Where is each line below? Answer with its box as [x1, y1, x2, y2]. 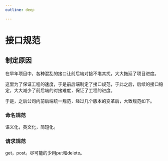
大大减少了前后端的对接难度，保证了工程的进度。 [14, 87, 115, 93]
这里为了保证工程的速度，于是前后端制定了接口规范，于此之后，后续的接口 [5, 81, 159, 87]
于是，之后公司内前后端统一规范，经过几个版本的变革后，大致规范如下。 [5, 98, 154, 104]
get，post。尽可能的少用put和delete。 [5, 150, 85, 156]
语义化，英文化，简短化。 [5, 123, 58, 130]
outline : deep [5, 7, 35, 12]
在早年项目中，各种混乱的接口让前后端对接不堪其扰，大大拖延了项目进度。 [5, 70, 159, 76]
